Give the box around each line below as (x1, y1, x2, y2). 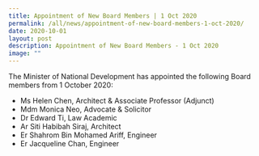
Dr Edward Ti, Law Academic (19, 113, 117, 122)
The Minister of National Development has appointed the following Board (8, 72, 251, 81)
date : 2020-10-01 (8, 27, 67, 35)
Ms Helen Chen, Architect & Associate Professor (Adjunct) (19, 96, 214, 105)
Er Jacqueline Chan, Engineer (19, 139, 120, 148)
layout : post (8, 34, 53, 43)
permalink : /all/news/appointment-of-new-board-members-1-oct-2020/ (8, 19, 244, 27)
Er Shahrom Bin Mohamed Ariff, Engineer (19, 130, 158, 140)
